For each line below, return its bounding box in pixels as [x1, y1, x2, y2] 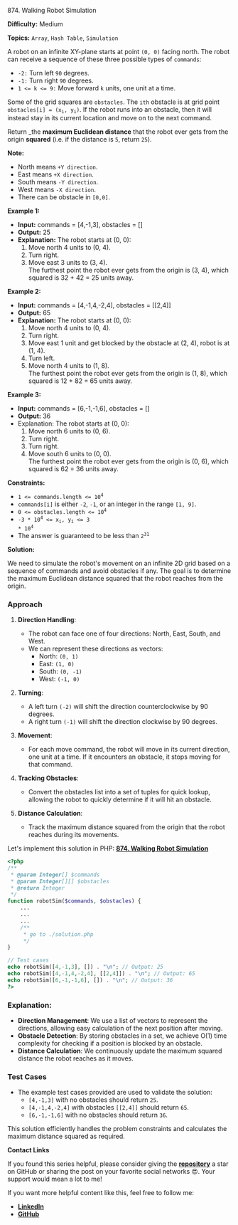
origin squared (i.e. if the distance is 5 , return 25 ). [7, 135, 152, 144]
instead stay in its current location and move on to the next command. [7, 114, 212, 122]
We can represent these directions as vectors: [28, 644, 163, 653]
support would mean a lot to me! [7, 1174, 102, 1184]
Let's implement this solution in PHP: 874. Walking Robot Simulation [7, 844, 209, 853]
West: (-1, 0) [38, 675, 80, 683]
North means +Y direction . [17, 163, 98, 172]
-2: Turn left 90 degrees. [17, 69, 90, 77]
